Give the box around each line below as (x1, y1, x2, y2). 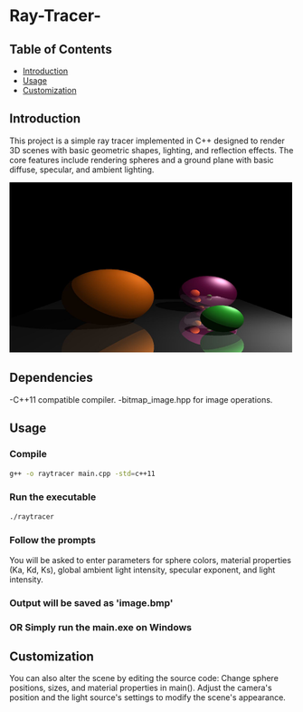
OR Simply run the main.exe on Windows (9, 620, 193, 633)
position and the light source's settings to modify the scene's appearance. (9, 692, 287, 703)
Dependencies (9, 370, 93, 385)
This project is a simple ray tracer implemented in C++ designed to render (9, 135, 285, 146)
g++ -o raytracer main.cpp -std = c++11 (9, 469, 156, 479)
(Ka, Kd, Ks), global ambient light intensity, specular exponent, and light (9, 564, 276, 575)
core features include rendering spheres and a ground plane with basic (9, 154, 274, 165)
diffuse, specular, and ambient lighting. (9, 164, 155, 175)
